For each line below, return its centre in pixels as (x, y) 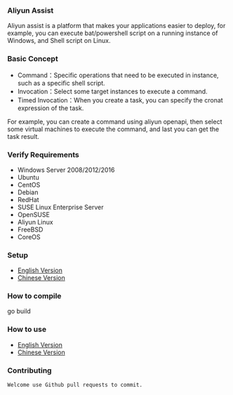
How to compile (34, 296)
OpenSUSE (34, 214)
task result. (24, 136)
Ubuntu (28, 177)
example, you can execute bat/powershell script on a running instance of (113, 33)
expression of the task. (51, 108)
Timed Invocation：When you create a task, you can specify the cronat (120, 100)
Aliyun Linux (35, 222)
